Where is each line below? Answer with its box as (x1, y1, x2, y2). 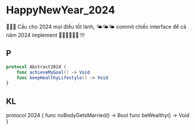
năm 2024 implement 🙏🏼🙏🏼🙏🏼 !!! (6, 31, 85, 38)
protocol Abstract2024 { (6, 64, 67, 70)
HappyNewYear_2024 (6, 3, 116, 17)
